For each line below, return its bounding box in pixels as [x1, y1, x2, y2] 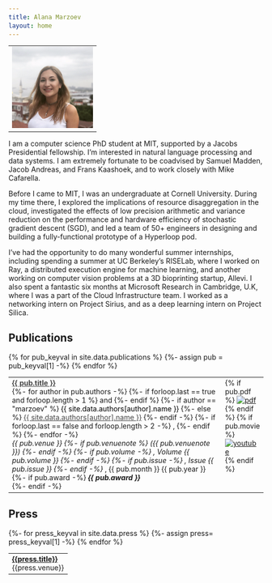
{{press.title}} [11, 555, 58, 564]
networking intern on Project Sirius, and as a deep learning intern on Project [8, 299, 261, 309]
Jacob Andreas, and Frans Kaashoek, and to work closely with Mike [8, 164, 235, 174]
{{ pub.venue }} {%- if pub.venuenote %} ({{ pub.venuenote [11, 438, 210, 449]
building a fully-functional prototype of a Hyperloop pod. [8, 232, 198, 241]
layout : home [8, 21, 53, 30]
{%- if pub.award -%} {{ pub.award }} [11, 473, 141, 483]
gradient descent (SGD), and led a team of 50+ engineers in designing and [8, 223, 257, 232]
